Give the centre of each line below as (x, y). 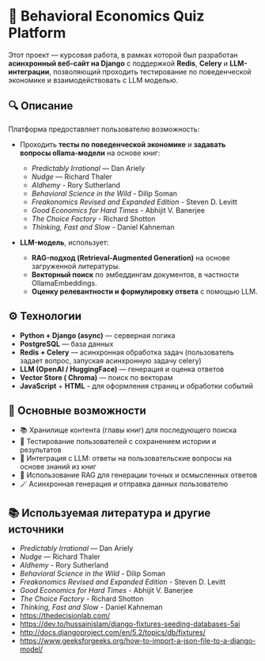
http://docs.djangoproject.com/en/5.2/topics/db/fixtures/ (112, 633)
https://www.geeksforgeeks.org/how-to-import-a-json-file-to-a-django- (138, 641)
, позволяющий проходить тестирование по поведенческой (150, 71)
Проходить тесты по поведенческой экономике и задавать (123, 144)
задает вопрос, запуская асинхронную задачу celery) (110, 360)
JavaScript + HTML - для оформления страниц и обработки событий (136, 386)
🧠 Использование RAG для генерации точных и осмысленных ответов (138, 475)
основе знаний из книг (58, 467)
